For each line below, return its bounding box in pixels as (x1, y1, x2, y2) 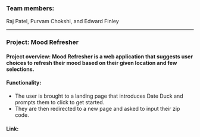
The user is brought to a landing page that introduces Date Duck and (14, 92, 183, 99)
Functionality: (6, 79, 42, 86)
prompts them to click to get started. (14, 99, 105, 106)
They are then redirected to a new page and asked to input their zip (14, 105, 180, 113)
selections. (6, 66, 35, 73)
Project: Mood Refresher (6, 38, 79, 46)
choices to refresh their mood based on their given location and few (6, 59, 177, 66)
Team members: (6, 4, 55, 13)
